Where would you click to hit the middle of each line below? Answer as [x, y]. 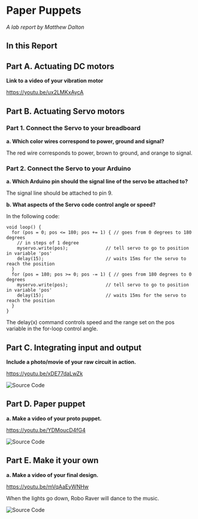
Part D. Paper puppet [46, 404]
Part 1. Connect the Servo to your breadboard [73, 128]
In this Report [32, 46]
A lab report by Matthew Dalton [45, 27]
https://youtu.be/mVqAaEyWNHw [47, 487]
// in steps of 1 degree [48, 243]
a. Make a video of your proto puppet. [54, 418]
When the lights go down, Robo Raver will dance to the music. [83, 498]
